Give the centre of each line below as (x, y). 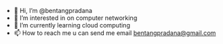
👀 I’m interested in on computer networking (75, 18)
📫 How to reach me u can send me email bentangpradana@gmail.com (115, 33)
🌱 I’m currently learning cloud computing (72, 25)
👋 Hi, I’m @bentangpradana (53, 11)
